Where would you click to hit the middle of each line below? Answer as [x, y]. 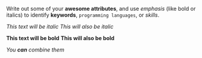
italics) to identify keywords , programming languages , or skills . [83, 15]
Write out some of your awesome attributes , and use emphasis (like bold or [101, 9]
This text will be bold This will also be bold [60, 38]
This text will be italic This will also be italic [60, 27]
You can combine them [35, 50]
